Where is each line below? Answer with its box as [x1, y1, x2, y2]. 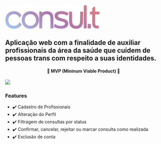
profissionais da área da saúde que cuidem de [5, 46, 151, 55]
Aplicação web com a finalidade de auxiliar [5, 38, 141, 47]
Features [5, 92, 27, 99]
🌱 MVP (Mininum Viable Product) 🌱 [47, 68, 120, 74]
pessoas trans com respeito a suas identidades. [5, 54, 157, 63]
